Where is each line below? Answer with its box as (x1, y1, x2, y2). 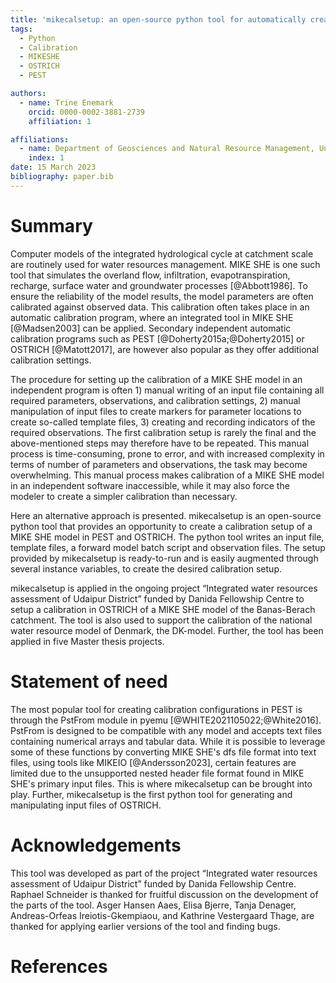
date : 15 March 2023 (10, 162, 97, 173)
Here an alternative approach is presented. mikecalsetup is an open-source (10, 509, 322, 521)
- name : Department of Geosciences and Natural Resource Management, (19, 144, 315, 154)
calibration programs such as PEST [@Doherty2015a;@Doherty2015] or (10, 332, 305, 345)
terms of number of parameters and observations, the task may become (10, 458, 308, 470)
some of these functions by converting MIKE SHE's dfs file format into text (10, 746, 317, 758)
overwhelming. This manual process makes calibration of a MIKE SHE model (10, 469, 325, 481)
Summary (10, 214, 93, 237)
